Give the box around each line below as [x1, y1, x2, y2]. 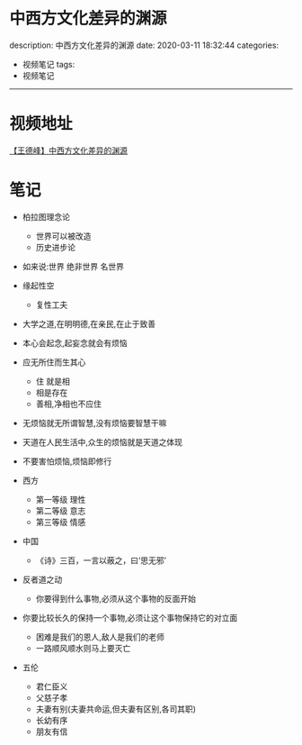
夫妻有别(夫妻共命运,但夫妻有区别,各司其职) [35, 704, 196, 714]
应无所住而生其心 [22, 357, 86, 368]
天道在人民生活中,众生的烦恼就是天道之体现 [22, 436, 182, 447]
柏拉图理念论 [22, 211, 70, 222]
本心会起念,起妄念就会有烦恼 [22, 337, 128, 348]
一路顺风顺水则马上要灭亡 [35, 642, 131, 653]
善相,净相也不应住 [35, 398, 102, 409]
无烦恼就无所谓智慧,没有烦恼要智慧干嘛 [22, 417, 167, 428]
